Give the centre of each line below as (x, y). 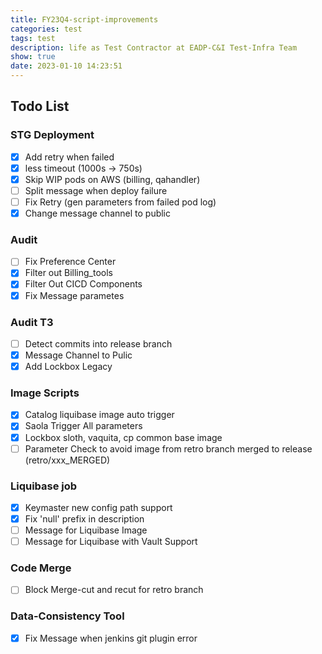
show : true (33, 57)
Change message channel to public (98, 213)
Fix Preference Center (70, 262)
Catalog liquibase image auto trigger (99, 415)
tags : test (33, 38)
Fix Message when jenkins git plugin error (111, 638)
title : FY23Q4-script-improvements (84, 19)
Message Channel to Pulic (78, 355)
